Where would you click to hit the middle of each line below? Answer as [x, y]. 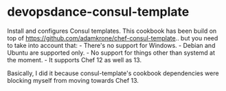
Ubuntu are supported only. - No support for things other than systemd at [111, 53]
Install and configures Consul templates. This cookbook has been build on [112, 31]
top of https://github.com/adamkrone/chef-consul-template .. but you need [113, 38]
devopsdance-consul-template [98, 12]
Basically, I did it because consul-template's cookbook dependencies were [113, 73]
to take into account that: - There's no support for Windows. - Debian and [111, 45]
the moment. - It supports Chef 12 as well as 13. [75, 60]
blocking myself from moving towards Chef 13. [73, 80]
